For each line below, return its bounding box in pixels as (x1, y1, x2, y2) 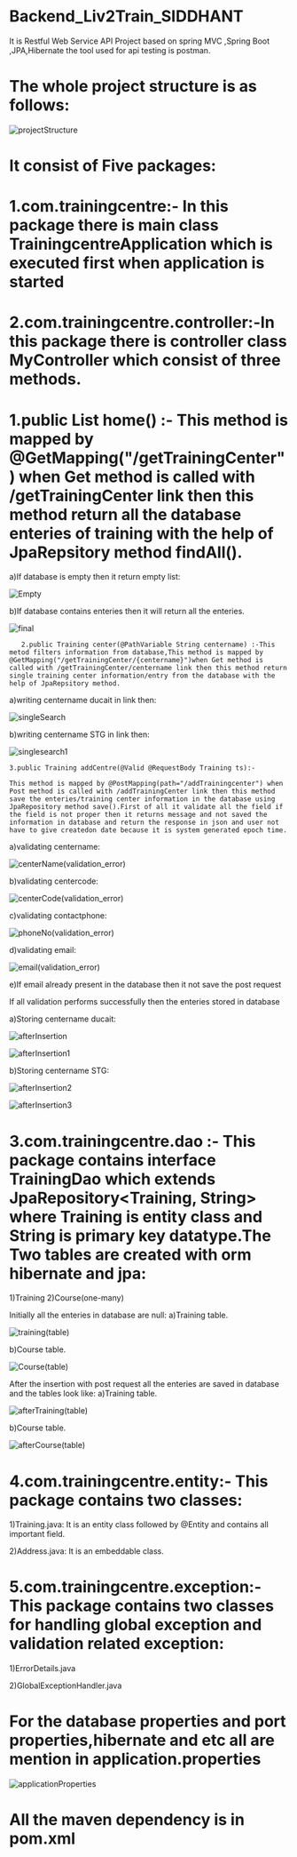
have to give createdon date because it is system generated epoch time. (9, 826, 288, 835)
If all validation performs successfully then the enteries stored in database (9, 997, 281, 1007)
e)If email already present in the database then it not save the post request (9, 980, 282, 990)
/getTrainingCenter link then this (9, 485, 254, 506)
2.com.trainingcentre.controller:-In (9, 313, 275, 332)
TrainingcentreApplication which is (9, 234, 273, 254)
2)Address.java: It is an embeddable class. (9, 1546, 164, 1557)
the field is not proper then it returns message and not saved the (9, 811, 268, 820)
